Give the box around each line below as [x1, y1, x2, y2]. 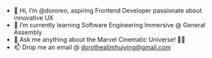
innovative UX [13, 14, 54, 22]
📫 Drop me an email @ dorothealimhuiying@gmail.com [13, 43, 171, 51]
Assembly [13, 28, 43, 36]
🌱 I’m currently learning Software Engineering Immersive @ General [13, 21, 206, 29]
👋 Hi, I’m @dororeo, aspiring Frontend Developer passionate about [13, 7, 202, 14]
